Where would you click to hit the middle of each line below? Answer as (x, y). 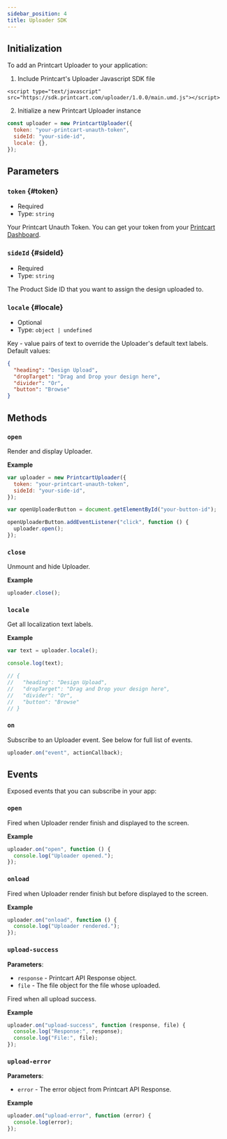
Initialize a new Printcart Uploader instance (79, 111)
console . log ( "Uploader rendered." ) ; (67, 927)
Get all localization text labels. (50, 624)
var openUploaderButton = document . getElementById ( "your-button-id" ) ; (112, 510)
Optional (29, 322)
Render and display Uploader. (50, 451)
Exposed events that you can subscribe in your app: (82, 791)
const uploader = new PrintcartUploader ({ (70, 124)
